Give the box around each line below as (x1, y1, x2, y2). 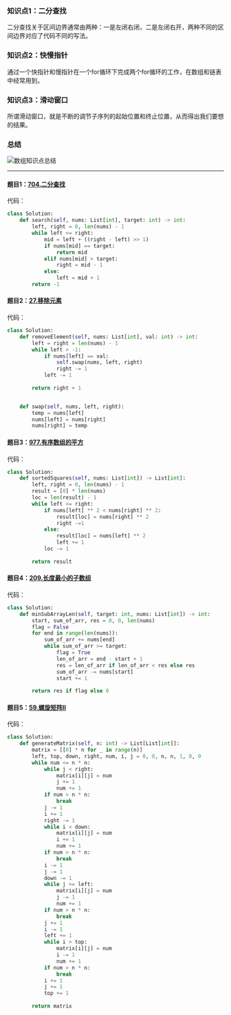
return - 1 (32, 281, 60, 288)
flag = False (32, 624, 69, 630)
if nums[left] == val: (43, 353, 109, 360)
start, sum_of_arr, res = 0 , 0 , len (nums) (32, 617, 155, 624)
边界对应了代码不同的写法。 (12, 32, 91, 40)
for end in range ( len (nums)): (32, 630, 118, 637)
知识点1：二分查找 (7, 6, 67, 15)
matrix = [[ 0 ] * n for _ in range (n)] (32, 746, 143, 754)
